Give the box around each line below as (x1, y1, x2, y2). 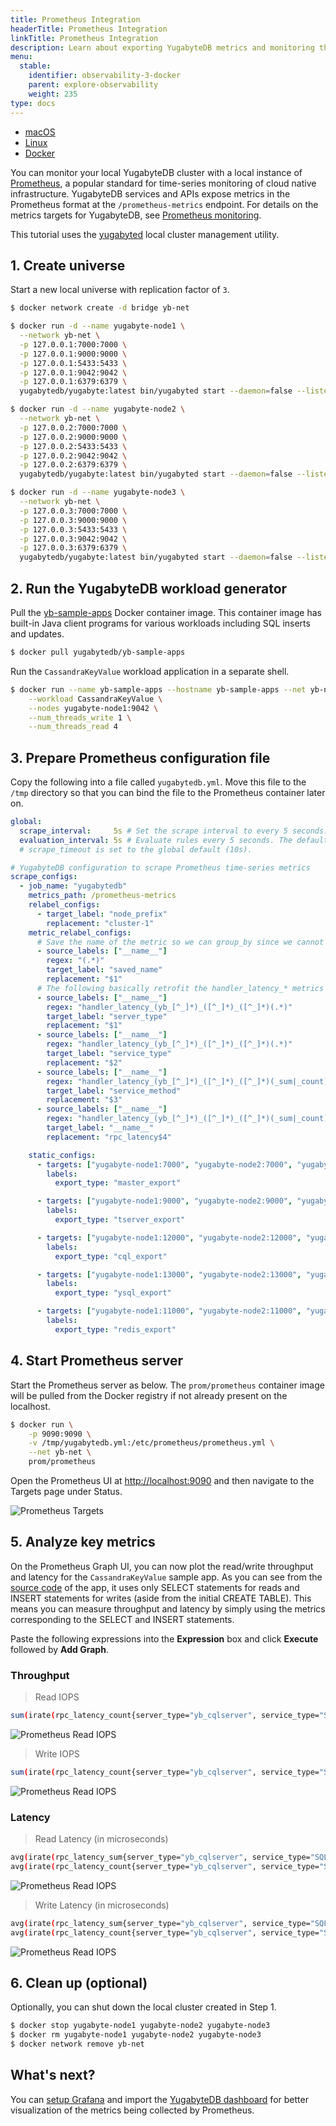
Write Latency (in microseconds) (34, 1899, 170, 1911)
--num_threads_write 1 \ (28, 712, 132, 723)
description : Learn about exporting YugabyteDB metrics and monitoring (10, 42, 315, 53)
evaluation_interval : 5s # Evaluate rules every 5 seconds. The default (19, 835, 329, 845)
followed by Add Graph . (10, 1643, 109, 1655)
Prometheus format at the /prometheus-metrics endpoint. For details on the (10, 198, 319, 210)
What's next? (10, 2067, 96, 2084)
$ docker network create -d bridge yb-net (10, 303, 190, 313)
